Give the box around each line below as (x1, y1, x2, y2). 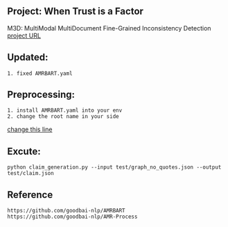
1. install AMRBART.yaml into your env (7, 107, 123, 114)
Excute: (7, 145, 41, 157)
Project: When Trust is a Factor (7, 6, 144, 17)
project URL (7, 31, 42, 40)
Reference (7, 189, 53, 201)
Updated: (7, 51, 49, 63)
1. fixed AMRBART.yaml (7, 69, 73, 77)
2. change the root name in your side (7, 113, 119, 120)
